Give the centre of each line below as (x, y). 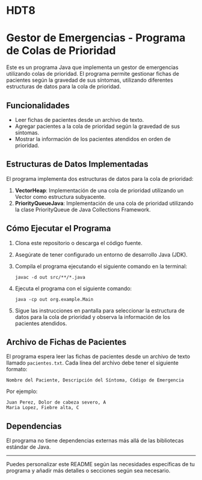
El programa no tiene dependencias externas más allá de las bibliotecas (95, 441)
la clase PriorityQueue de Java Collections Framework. (83, 209)
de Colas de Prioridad (61, 51)
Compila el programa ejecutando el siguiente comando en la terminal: (101, 266)
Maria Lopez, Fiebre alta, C (43, 408)
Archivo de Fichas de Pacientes (66, 342)
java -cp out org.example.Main (54, 299)
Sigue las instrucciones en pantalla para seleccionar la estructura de (100, 311)
